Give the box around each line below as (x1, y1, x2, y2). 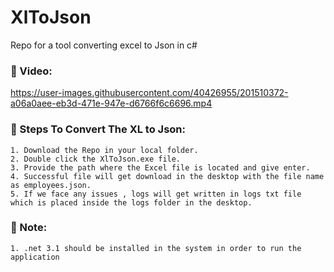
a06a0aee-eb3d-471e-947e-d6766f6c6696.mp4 (10, 97, 213, 110)
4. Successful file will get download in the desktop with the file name (10, 171, 325, 181)
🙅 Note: (10, 221, 48, 235)
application (10, 252, 60, 262)
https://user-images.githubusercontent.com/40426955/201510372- (10, 87, 289, 99)
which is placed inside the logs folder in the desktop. (10, 197, 253, 208)
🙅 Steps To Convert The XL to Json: (10, 122, 187, 136)
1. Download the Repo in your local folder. (10, 145, 199, 155)
